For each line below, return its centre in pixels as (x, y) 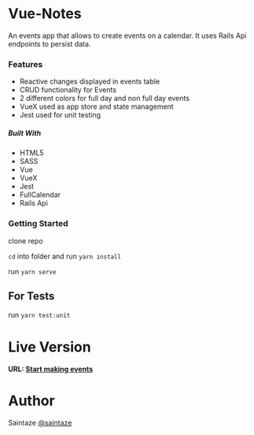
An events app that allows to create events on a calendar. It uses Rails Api (127, 35)
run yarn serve (32, 271)
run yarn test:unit (39, 315)
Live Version (50, 347)
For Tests (31, 296)
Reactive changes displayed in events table (90, 82)
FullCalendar (40, 195)
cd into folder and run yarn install (65, 256)
